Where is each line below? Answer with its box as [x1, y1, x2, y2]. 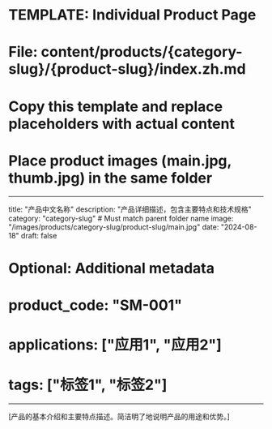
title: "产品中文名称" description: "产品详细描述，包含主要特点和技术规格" [8, 204, 253, 214]
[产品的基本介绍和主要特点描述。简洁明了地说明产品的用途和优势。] [8, 412, 231, 421]
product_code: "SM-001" [8, 296, 182, 314]
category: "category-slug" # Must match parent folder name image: [8, 213, 234, 223]
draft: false [20, 230, 57, 240]
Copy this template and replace [8, 97, 223, 115]
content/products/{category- [40, 43, 243, 62]
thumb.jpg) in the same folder [8, 169, 213, 187]
